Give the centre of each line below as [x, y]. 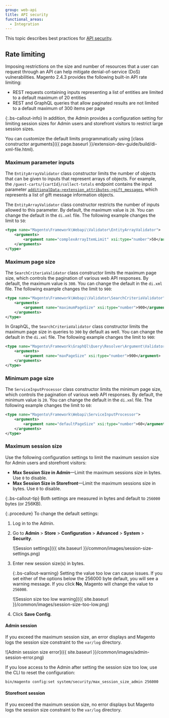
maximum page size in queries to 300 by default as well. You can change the [84, 332]
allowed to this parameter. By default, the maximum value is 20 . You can [79, 210]
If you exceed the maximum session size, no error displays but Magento [80, 704]
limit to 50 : [16, 221]
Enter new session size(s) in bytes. [49, 563]
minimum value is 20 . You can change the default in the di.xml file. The [79, 400]
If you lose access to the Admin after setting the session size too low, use [81, 667]
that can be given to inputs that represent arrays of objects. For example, [81, 179]
